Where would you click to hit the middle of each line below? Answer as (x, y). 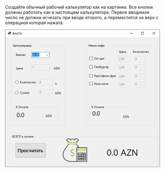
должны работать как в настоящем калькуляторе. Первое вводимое (77, 12)
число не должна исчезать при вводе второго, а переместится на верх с (82, 17)
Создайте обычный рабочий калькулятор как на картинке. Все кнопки (79, 7)
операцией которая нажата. (34, 23)
